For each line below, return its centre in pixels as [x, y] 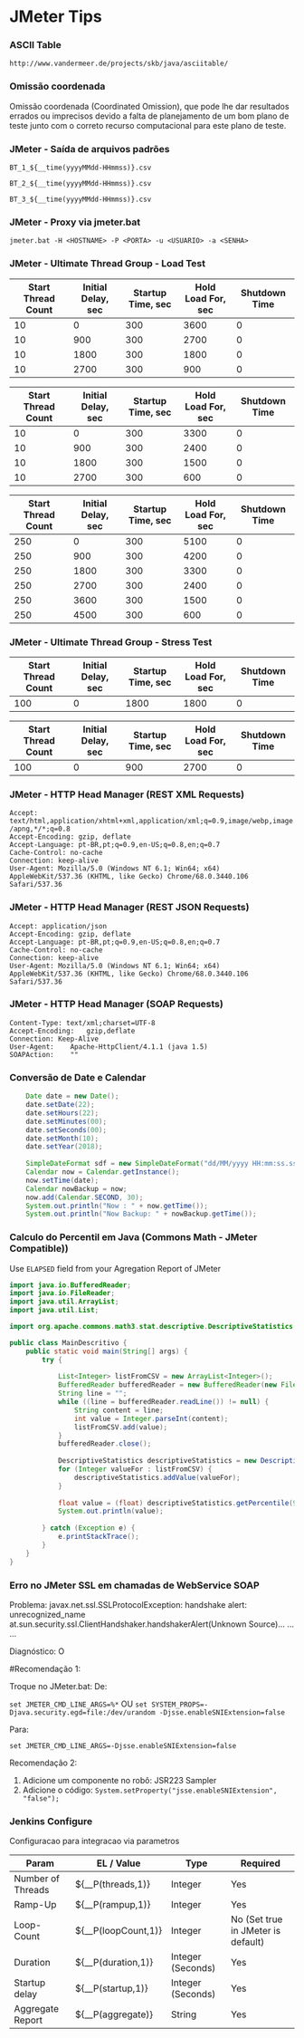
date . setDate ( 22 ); [60, 1105]
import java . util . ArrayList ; [64, 1302]
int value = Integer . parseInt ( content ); [151, 1418]
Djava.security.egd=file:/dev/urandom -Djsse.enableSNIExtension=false [147, 1712]
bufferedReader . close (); [104, 1444]
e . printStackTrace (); [99, 1537]
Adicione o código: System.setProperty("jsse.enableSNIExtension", [150, 1790]
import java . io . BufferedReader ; [70, 1285]
